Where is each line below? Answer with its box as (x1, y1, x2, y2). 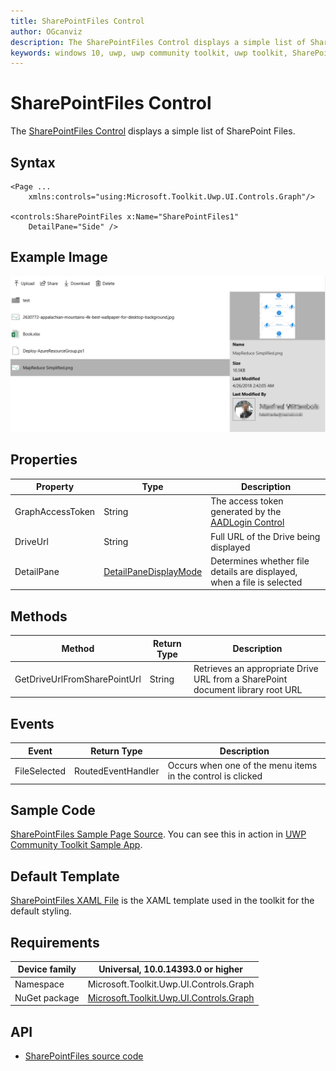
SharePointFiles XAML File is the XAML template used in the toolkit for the (10, 895, 315, 907)
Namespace (14, 978, 65, 990)
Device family (17, 963, 77, 975)
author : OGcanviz (10, 26, 83, 37)
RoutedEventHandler (74, 765, 160, 777)
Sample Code (10, 801, 96, 819)
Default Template (10, 868, 120, 885)
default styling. (10, 905, 72, 917)
